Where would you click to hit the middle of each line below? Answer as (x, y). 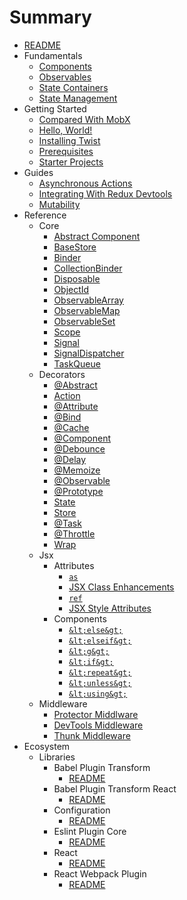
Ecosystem (47, 746)
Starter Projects (71, 162)
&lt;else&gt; (96, 630)
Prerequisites (66, 151)
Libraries (57, 757)
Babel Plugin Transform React (115, 788)
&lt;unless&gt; (100, 683)
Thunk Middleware (92, 735)
